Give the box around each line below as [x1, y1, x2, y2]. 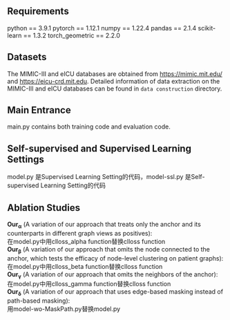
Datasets [7, 51, 47, 63]
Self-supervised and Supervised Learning [7, 142, 192, 154]
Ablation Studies [7, 202, 81, 214]
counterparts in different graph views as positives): [7, 229, 153, 237]
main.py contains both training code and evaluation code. [7, 122, 171, 131]
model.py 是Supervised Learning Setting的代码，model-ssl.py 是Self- [7, 173, 205, 181]
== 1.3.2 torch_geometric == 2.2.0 [23, 31, 121, 39]
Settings [7, 153, 45, 165]
